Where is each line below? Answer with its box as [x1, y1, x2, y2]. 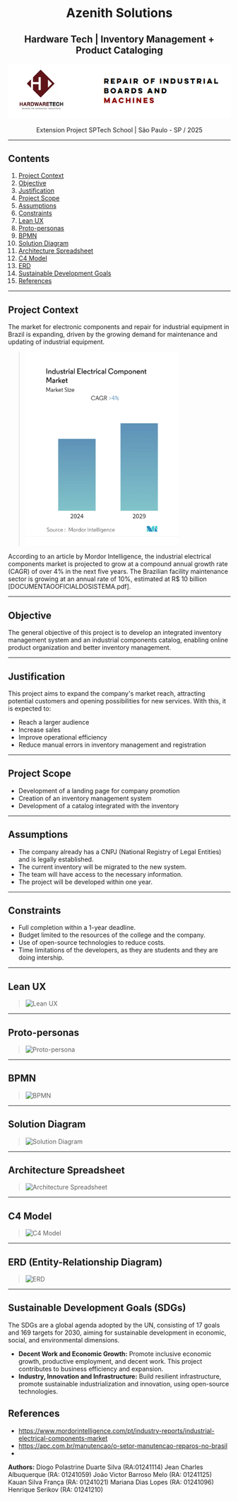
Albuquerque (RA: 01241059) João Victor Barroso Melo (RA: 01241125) [8, 1470, 213, 1478]
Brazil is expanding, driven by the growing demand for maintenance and [8, 330, 218, 339]
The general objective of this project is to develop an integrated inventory [8, 628, 222, 637]
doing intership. [18, 953, 64, 962]
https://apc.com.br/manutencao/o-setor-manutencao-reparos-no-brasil [18, 1442, 228, 1450]
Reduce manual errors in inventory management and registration [18, 740, 207, 749]
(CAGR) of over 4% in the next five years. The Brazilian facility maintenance [8, 568, 229, 576]
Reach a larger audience [18, 718, 90, 726]
